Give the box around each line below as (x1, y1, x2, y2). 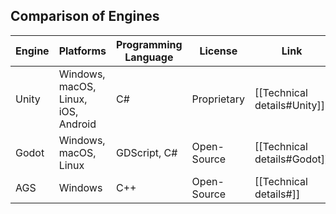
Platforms (58, 44, 107, 58)
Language (124, 50, 174, 64)
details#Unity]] (254, 98, 325, 112)
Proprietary (191, 92, 245, 106)
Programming (116, 37, 183, 51)
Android (58, 117, 97, 131)
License (199, 44, 238, 58)
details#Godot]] (254, 152, 330, 166)
